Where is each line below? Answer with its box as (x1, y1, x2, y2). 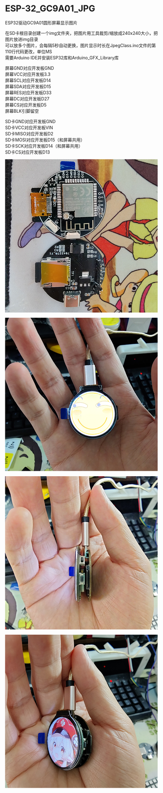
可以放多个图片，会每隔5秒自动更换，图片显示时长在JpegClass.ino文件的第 (5, 42, 156, 48)
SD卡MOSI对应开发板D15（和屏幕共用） (5, 137, 85, 143)
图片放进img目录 (5, 36, 39, 42)
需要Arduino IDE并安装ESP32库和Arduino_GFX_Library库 (5, 54, 119, 60)
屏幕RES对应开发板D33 (5, 89, 52, 96)
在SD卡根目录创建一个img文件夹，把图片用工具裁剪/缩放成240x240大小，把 (5, 30, 158, 36)
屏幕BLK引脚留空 (5, 108, 39, 114)
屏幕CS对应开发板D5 (5, 102, 47, 108)
